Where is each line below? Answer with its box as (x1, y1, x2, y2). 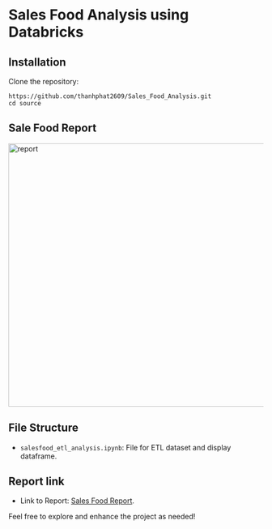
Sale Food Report (8, 122, 97, 135)
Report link (8, 475, 65, 488)
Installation (8, 55, 66, 69)
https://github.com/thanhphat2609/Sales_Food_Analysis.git (8, 92, 212, 100)
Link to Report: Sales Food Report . (19, 496, 135, 506)
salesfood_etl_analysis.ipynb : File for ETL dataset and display (19, 442, 232, 452)
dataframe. (19, 451, 57, 461)
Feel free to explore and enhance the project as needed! (8, 512, 196, 522)
